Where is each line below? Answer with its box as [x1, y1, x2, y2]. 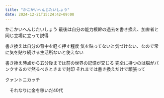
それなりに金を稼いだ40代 [9, 87, 63, 93]
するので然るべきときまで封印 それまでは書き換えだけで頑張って [13, 66, 146, 72]
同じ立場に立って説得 [5, 32, 49, 38]
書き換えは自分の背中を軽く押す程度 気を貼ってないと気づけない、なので [5, 43, 155, 49]
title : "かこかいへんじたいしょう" [5, 7, 70, 12]
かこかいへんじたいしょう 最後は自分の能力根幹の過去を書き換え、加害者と [5, 26, 159, 32]
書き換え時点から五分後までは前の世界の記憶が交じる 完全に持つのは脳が [5, 60, 155, 66]
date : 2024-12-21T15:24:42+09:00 [5, 12, 75, 17]
